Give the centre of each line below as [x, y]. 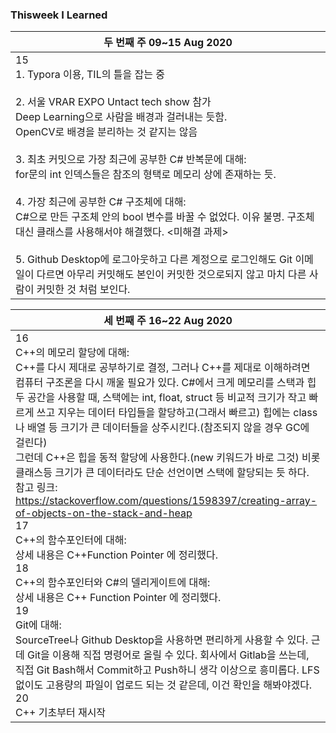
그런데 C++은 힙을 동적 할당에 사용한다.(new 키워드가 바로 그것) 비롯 [168, 458]
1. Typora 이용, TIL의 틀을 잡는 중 [90, 75]
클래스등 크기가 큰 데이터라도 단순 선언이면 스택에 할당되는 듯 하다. [162, 473]
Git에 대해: [38, 625]
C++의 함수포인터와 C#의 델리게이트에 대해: [113, 583]
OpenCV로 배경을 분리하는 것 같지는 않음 [106, 132]
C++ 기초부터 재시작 [61, 713]
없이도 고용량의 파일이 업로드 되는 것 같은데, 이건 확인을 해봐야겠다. [164, 685]
